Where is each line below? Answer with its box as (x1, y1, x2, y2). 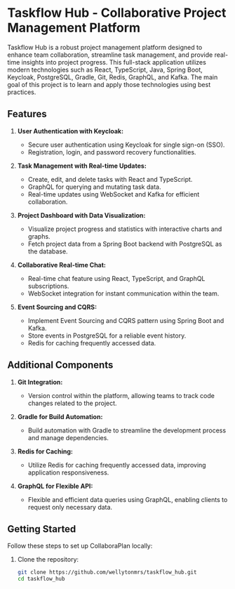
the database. (27, 247, 68, 256)
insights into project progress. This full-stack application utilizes (21, 58, 207, 66)
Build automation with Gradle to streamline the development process (27, 426, 227, 435)
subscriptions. (27, 282, 69, 290)
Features (7, 108, 47, 120)
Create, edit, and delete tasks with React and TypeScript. (27, 175, 193, 183)
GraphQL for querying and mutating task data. (27, 183, 161, 191)
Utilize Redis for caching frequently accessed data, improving (27, 461, 206, 469)
